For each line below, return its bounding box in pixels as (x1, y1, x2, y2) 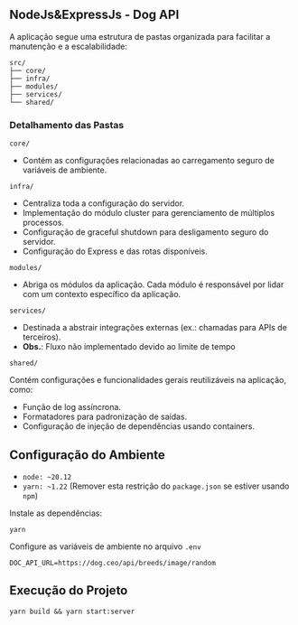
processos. (22, 217, 65, 229)
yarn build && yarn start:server (9, 607, 135, 616)
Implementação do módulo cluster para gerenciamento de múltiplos (22, 208, 275, 219)
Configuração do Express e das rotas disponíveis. (22, 246, 208, 257)
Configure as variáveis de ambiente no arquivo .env (9, 541, 201, 552)
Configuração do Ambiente (9, 447, 165, 462)
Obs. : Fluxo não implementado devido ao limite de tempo (22, 341, 237, 352)
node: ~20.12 (22, 472, 72, 481)
